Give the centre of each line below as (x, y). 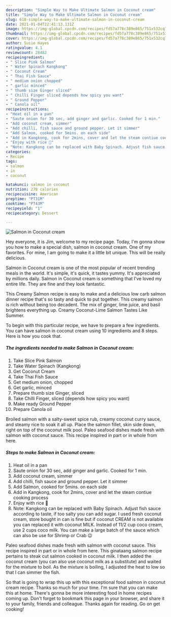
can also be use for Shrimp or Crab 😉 (53, 536)
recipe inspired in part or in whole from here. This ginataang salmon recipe (84, 551)
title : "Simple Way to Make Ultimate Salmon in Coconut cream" (74, 15)
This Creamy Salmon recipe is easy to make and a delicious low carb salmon (86, 294)
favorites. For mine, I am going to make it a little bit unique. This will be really (85, 253)
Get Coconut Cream (34, 371)
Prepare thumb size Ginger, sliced (48, 393)
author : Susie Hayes (28, 43)
